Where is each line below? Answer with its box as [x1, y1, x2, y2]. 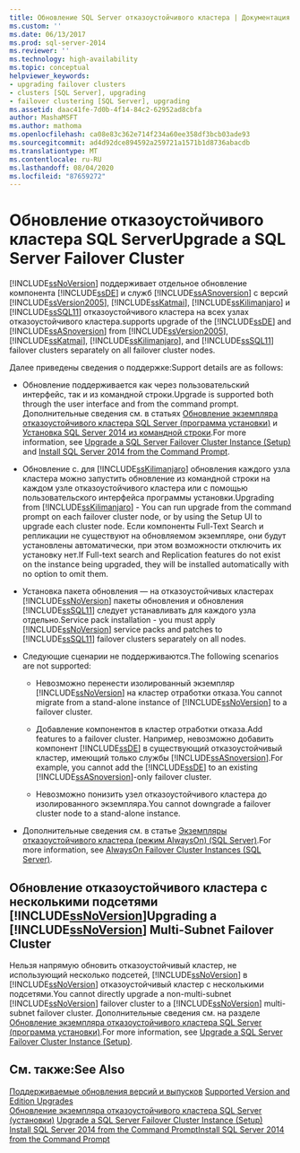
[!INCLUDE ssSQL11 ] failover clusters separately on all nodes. [21, 633, 246, 644]
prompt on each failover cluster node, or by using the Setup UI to [21, 511, 262, 522]
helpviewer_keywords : [9, 72, 90, 81]
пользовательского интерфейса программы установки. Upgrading [21, 493, 275, 503]
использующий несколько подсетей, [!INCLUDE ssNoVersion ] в [9, 970, 248, 980]
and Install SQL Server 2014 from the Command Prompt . [21, 446, 230, 458]
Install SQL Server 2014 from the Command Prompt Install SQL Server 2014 [9, 1123, 285, 1135]
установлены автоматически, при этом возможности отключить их [21, 540, 282, 551]
